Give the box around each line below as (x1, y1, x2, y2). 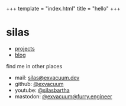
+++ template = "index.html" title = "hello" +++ (6, 5, 121, 12)
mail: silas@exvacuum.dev (14, 74, 80, 81)
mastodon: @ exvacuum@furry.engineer (14, 92, 112, 100)
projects (14, 45, 35, 52)
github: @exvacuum (14, 80, 64, 87)
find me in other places (6, 62, 63, 69)
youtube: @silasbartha (14, 87, 70, 94)
